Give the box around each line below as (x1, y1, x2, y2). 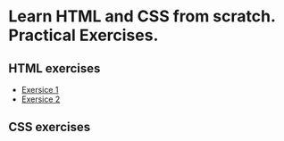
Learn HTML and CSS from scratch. (8, 6, 276, 27)
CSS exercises (8, 120, 91, 135)
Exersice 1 (21, 85, 59, 95)
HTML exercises (8, 61, 101, 76)
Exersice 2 (21, 94, 61, 104)
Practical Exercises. (8, 25, 159, 46)
